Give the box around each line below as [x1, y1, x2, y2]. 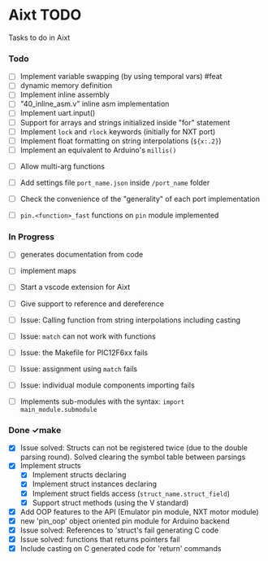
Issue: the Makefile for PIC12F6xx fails [19, 348, 149, 357]
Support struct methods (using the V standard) [32, 497, 189, 507]
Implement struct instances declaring [32, 479, 157, 489]
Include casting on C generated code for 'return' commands [19, 543, 222, 553]
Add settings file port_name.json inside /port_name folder [19, 178, 210, 187]
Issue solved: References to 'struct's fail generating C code [19, 525, 219, 535]
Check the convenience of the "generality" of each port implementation [19, 194, 260, 204]
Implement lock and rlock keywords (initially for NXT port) [19, 126, 216, 136]
